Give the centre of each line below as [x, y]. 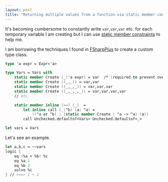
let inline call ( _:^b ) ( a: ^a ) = [59, 110]
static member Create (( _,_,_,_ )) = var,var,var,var [70, 91]
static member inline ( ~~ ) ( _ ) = [50, 105]
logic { [13, 151]
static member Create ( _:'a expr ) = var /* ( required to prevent [85, 77]
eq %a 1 [22, 161]
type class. [16, 54]
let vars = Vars [22, 128]
